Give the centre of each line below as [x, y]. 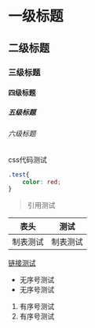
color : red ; [42, 182]
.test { [19, 175]
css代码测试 [27, 160]
